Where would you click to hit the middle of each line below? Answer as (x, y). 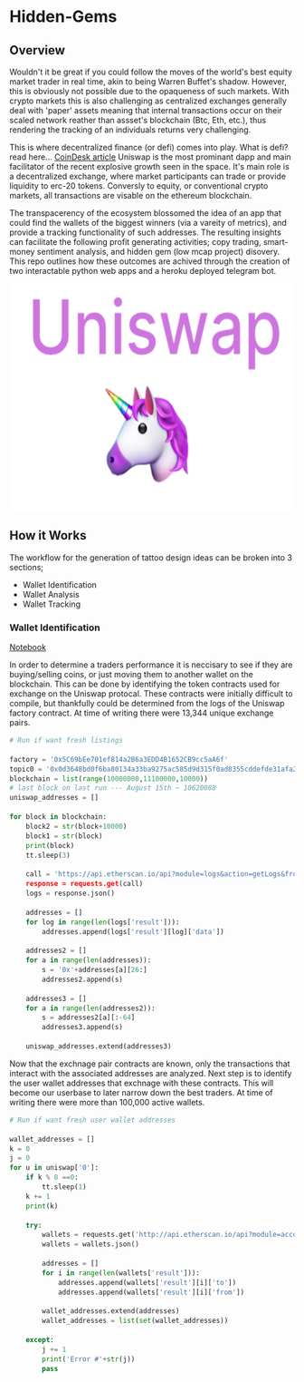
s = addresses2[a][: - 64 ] (89, 1017)
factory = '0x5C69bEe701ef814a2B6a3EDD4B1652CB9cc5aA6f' (119, 759)
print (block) (50, 845)
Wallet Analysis (51, 594)
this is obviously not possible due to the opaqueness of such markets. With (149, 91)
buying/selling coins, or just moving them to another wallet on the (131, 675)
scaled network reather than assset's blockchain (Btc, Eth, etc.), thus (138, 120)
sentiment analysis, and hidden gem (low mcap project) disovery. (158, 252)
